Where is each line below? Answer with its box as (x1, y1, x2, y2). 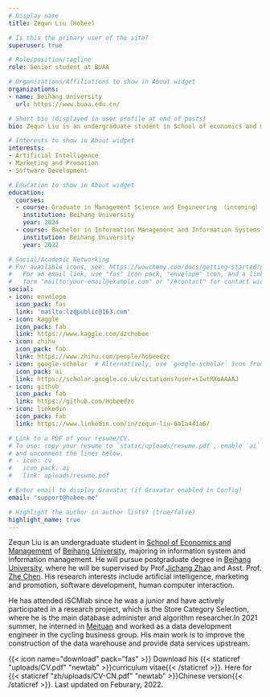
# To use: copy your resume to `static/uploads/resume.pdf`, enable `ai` (8, 441, 261, 450)
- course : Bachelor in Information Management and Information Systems (15, 226, 261, 234)
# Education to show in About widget (8, 181, 135, 189)
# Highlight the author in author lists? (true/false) (8, 508, 196, 516)
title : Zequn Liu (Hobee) (8, 19, 95, 27)
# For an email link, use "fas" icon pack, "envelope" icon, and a (8, 270, 247, 278)
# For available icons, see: (8, 263, 106, 271)
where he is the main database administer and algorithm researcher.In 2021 (8, 613, 258, 623)
